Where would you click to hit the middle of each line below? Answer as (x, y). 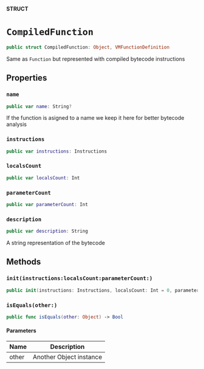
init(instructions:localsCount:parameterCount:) (80, 278)
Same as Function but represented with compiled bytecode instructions (96, 59)
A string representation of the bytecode (56, 243)
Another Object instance (67, 357)
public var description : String (47, 231)
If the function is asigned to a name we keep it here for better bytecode (95, 118)
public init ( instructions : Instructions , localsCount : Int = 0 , (89, 290)
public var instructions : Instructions (57, 151)
